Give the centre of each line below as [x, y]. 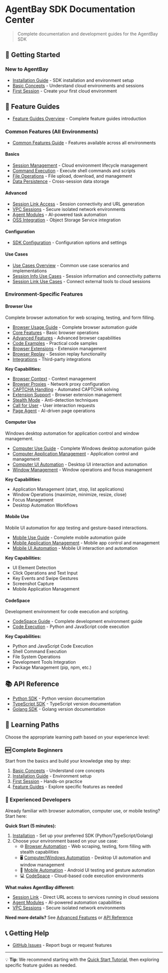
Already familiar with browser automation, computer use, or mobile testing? [83, 811]
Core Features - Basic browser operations [55, 332]
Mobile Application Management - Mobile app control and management [86, 543]
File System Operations [36, 657]
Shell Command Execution [39, 652]
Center [20, 20]
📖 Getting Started [33, 55]
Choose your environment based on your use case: [65, 841]
